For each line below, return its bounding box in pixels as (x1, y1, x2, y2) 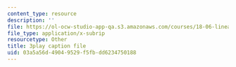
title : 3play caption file (7, 43, 86, 50)
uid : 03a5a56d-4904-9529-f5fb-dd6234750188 (7, 50, 137, 57)
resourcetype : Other (7, 36, 68, 43)
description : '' (7, 17, 55, 24)
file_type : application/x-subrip (7, 29, 105, 37)
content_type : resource (7, 10, 77, 17)
